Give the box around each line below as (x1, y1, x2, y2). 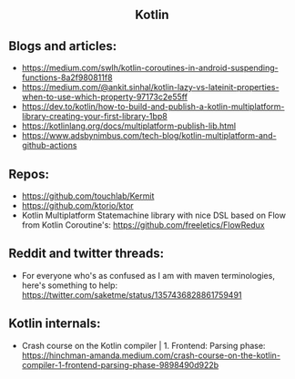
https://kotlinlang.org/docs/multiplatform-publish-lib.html (21, 120, 237, 131)
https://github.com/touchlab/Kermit (21, 190, 155, 201)
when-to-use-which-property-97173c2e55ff (21, 91, 188, 103)
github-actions (21, 140, 77, 151)
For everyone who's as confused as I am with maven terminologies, (21, 270, 275, 281)
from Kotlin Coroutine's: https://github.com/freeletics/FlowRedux (21, 220, 265, 230)
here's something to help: (21, 280, 118, 291)
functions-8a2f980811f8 (21, 72, 113, 83)
